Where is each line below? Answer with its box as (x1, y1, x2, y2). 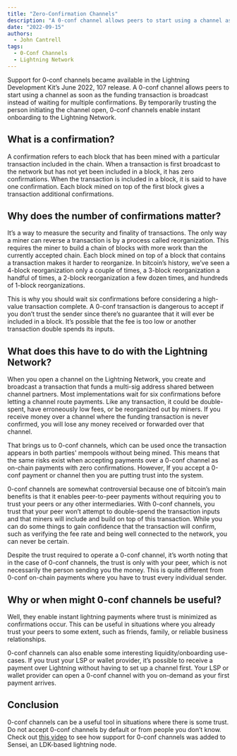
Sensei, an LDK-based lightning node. (7, 740, 117, 748)
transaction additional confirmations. (7, 190, 114, 198)
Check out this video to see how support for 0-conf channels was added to (7, 733, 226, 741)
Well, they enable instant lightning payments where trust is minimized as (7, 613, 217, 621)
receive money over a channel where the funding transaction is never (7, 413, 209, 421)
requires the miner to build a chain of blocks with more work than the (7, 244, 208, 252)
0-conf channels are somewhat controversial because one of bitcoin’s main (7, 484, 226, 494)
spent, (7, 405, 26, 413)
